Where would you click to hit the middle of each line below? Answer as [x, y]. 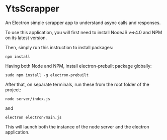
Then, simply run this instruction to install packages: [59, 47]
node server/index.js [28, 99]
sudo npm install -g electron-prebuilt [47, 75]
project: [13, 90]
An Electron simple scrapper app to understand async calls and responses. [83, 23]
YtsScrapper [32, 9]
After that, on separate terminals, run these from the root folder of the [77, 84]
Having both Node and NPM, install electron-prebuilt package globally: [78, 66]
